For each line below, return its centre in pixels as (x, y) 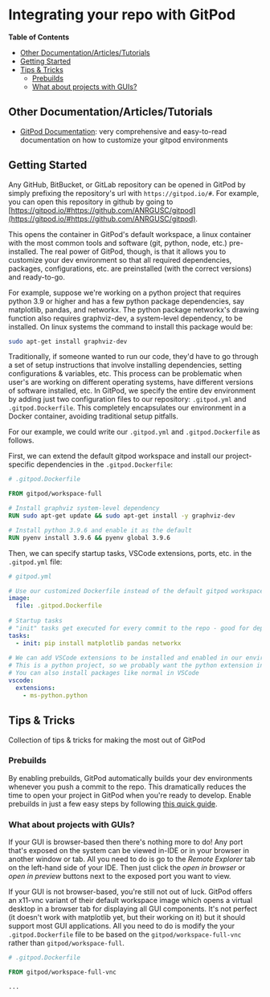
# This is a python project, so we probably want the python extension (131, 666)
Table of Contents (39, 37)
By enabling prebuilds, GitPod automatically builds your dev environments (131, 778)
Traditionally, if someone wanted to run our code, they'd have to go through (133, 357)
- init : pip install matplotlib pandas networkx (98, 643)
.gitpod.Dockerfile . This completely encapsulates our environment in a (127, 408)
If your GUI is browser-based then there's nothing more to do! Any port (126, 842)
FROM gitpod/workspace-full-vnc (62, 972)
